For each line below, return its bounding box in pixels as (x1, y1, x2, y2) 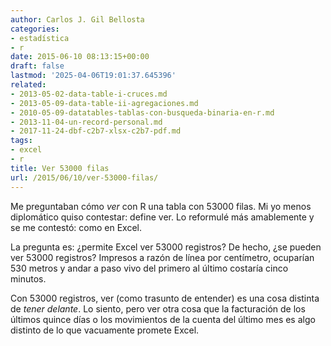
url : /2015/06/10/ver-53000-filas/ (10, 172, 159, 183)
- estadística (10, 33, 70, 43)
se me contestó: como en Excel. (10, 221, 143, 233)
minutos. (10, 272, 47, 285)
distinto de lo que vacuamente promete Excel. (10, 324, 200, 336)
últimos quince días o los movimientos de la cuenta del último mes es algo (10, 313, 316, 325)
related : (10, 80, 47, 90)
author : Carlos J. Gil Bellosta (10, 14, 145, 25)
